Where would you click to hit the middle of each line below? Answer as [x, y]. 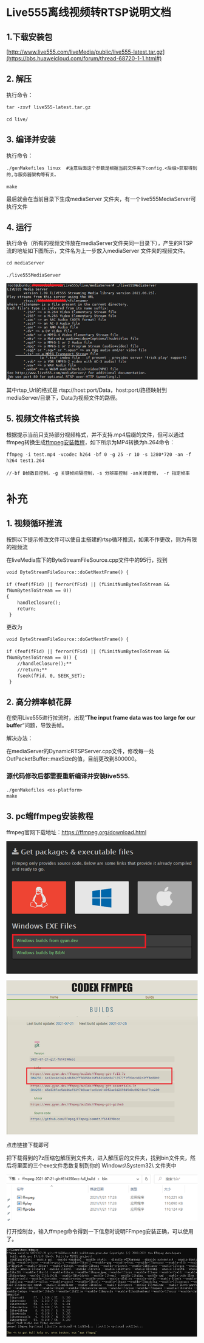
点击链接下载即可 [28, 1145]
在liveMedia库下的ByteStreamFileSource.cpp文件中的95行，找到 [87, 560]
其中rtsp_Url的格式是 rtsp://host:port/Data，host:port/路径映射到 [87, 390]
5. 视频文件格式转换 [43, 419]
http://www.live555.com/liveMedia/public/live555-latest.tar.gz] [87, 52]
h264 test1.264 [25, 461]
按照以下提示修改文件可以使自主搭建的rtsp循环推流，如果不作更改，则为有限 [102, 539]
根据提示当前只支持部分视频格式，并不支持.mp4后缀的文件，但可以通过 [95, 434]
